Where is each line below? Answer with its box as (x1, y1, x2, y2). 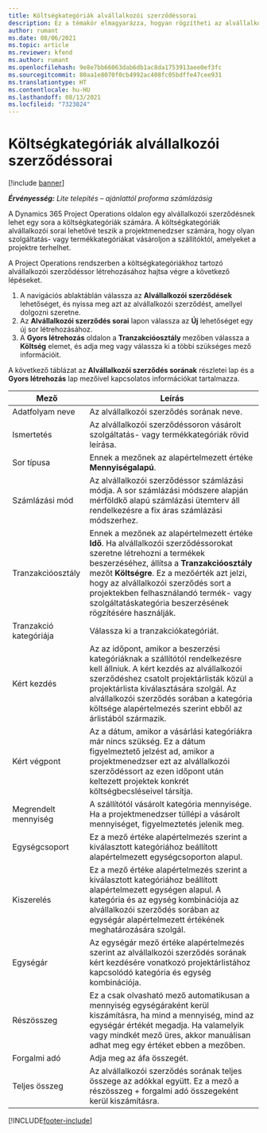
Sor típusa (12, 457, 50, 468)
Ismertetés (12, 429, 52, 441)
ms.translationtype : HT (8, 78, 87, 86)
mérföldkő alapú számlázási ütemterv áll (89, 495, 240, 506)
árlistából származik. (89, 713, 167, 724)
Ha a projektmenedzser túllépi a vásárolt (89, 809, 241, 820)
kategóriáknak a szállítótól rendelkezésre (89, 653, 242, 665)
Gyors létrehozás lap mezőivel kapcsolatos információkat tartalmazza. (8, 374, 240, 383)
